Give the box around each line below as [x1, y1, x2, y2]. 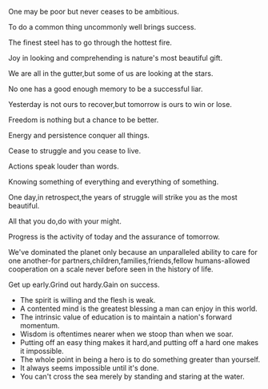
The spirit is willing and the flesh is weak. [19, 296, 156, 304]
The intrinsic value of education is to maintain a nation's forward [19, 312, 232, 322]
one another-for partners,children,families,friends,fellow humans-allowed [8, 256, 250, 265]
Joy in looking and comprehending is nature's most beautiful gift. [8, 54, 222, 62]
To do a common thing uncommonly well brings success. [8, 22, 197, 31]
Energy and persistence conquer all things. [8, 131, 150, 140]
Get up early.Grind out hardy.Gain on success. [8, 280, 160, 289]
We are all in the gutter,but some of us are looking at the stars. [8, 69, 214, 78]
